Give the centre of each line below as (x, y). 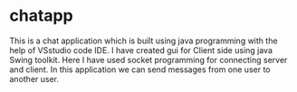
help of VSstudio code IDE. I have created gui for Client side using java (141, 50)
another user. (34, 78)
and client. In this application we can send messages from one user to (140, 69)
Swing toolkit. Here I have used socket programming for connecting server (148, 60)
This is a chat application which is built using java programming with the (144, 41)
